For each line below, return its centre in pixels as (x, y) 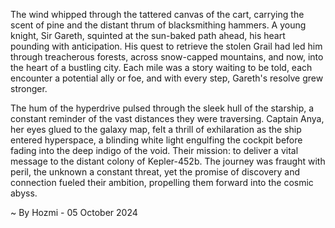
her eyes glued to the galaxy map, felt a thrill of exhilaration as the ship (156, 129)
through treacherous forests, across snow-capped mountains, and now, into (167, 57)
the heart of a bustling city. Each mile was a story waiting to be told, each (161, 67)
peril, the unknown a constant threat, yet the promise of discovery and (155, 172)
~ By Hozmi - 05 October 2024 (74, 212)
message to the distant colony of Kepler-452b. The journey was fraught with (168, 161)
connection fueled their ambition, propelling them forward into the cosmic (162, 182)
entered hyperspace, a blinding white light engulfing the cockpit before (156, 140)
